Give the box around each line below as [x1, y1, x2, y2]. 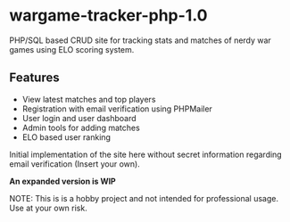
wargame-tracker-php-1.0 [9, 5, 208, 26]
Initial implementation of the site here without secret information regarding [9, 149, 283, 160]
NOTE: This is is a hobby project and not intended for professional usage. [9, 193, 279, 203]
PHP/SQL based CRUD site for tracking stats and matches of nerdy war [9, 35, 272, 45]
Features [9, 70, 60, 86]
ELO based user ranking [21, 131, 112, 143]
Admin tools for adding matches [21, 122, 140, 133]
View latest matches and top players [21, 94, 156, 104]
